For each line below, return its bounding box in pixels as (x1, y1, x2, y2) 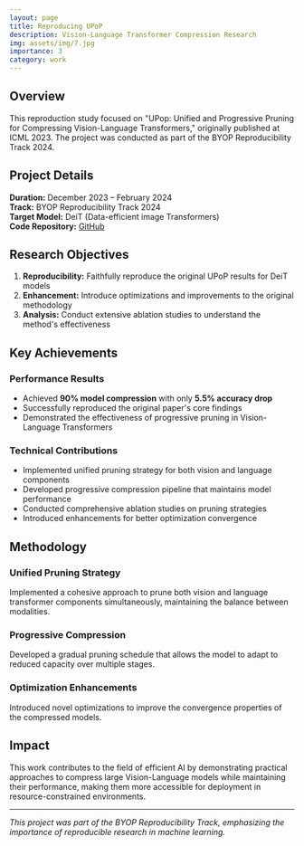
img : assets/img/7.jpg (9, 38, 95, 48)
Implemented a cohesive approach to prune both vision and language (9, 587, 269, 598)
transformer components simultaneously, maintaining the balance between (9, 596, 289, 607)
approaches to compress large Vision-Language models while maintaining (9, 771, 287, 783)
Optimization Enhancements (9, 681, 138, 694)
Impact (9, 738, 50, 754)
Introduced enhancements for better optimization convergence (22, 513, 258, 524)
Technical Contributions (9, 444, 119, 457)
